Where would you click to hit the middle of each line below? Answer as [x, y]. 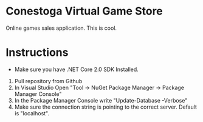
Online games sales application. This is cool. [61, 28]
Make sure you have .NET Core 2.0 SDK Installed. [77, 69]
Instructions [37, 53]
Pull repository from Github [48, 81]
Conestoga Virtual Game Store [84, 11]
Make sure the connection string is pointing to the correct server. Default [105, 107]
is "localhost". [32, 113]
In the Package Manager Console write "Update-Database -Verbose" [101, 100]
